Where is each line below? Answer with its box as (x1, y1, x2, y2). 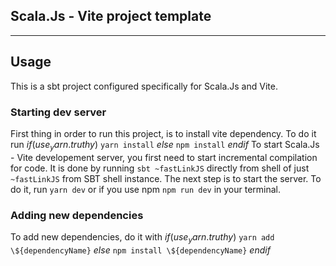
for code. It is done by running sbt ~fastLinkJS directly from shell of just (10, 162, 310, 174)
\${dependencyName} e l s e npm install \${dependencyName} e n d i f (10, 244, 271, 256)
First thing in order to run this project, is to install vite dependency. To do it (10, 127, 317, 139)
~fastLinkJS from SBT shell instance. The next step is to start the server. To (10, 172, 322, 184)
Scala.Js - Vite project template (10, 8, 212, 25)
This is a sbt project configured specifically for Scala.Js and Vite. (10, 80, 278, 92)
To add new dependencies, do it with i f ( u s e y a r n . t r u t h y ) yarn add (10, 231, 275, 245)
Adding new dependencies (10, 208, 144, 222)
